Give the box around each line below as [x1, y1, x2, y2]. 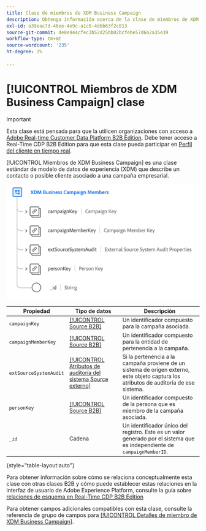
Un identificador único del [122, 422, 188, 429]
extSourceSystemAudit [9, 371, 64, 377]
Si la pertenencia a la [122, 353, 175, 360]
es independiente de [122, 442, 175, 449]
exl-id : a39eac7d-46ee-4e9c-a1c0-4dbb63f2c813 [6, 23, 128, 29]
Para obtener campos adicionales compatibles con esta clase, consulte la [6, 505, 193, 512]
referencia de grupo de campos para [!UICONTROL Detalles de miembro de [6, 511, 197, 519]
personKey [9, 405, 34, 411]
